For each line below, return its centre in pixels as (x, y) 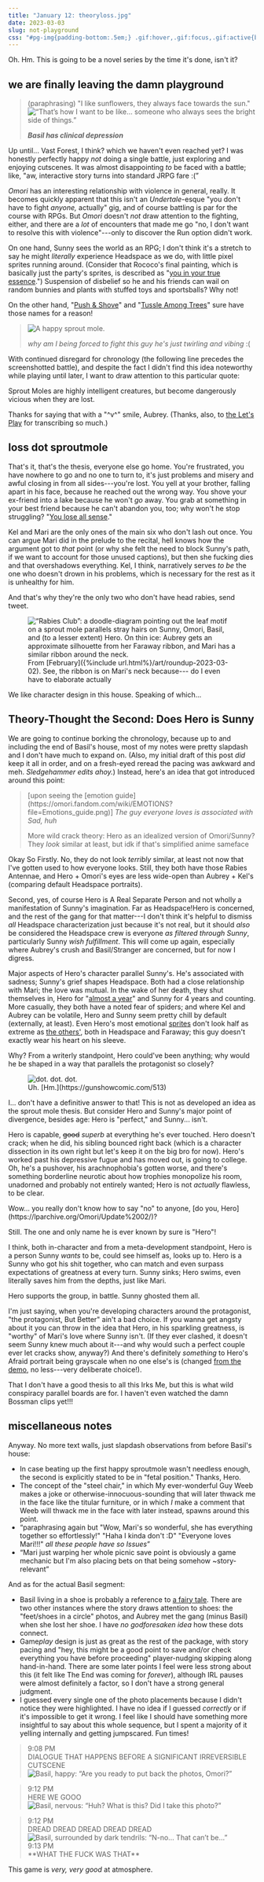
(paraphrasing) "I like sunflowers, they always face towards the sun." (139, 104)
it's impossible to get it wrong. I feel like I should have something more (133, 1716)
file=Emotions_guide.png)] (70, 812)
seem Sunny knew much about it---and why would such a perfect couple (126, 1344)
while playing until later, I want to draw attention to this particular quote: (124, 376)
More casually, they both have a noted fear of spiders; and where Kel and (127, 1007)
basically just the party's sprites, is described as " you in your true (114, 273)
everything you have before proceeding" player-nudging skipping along (136, 1658)
